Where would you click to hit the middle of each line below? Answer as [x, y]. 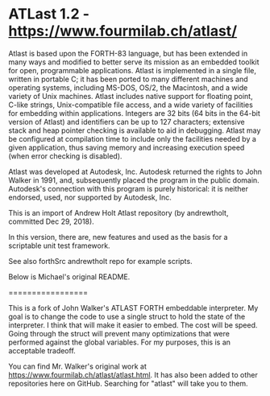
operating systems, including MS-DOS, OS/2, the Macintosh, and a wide [128, 87]
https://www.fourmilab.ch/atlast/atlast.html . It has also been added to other [133, 374]
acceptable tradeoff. [42, 350]
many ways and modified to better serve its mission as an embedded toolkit [134, 62]
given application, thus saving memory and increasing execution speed [127, 147]
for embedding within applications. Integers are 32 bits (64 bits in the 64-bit [134, 113]
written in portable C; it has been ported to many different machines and [128, 79]
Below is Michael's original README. [69, 276]
